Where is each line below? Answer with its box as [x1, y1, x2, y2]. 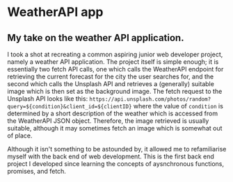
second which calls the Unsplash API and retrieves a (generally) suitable [7, 80, 214, 88]
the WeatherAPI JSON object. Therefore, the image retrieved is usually [7, 117, 209, 125]
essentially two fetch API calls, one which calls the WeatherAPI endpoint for [7, 65, 224, 73]
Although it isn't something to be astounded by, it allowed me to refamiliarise [7, 145, 227, 153]
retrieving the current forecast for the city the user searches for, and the [7, 72, 214, 81]
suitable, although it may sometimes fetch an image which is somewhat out [7, 124, 223, 132]
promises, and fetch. [7, 167, 66, 175]
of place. [7, 131, 33, 140]
